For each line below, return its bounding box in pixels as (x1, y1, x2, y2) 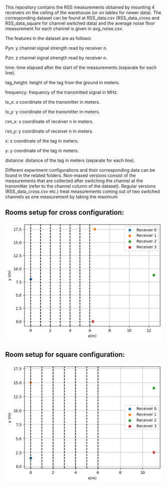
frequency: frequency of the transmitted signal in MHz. (5, 89, 118, 95)
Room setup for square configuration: (5, 350, 125, 359)
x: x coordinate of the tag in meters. (5, 138, 79, 144)
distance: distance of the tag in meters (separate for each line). (5, 158, 135, 163)
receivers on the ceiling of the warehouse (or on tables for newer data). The (5, 10, 161, 16)
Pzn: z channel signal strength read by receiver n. (5, 55, 107, 61)
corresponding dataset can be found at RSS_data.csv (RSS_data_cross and (5, 15, 160, 21)
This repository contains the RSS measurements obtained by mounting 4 (5, 5, 155, 10)
